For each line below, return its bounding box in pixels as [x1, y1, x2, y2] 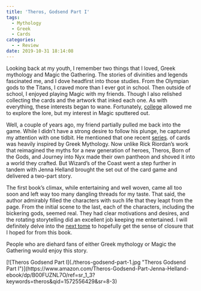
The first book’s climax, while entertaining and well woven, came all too [6, 184, 182, 191]
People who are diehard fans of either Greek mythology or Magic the [6, 240, 176, 248]
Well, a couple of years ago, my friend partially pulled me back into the [6, 121, 181, 128]
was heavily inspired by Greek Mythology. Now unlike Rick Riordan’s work [6, 140, 189, 148]
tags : [6, 14, 20, 20]
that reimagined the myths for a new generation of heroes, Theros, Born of [6, 146, 191, 154]
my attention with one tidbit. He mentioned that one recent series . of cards [6, 134, 191, 141]
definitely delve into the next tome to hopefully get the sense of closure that [6, 222, 194, 230]
